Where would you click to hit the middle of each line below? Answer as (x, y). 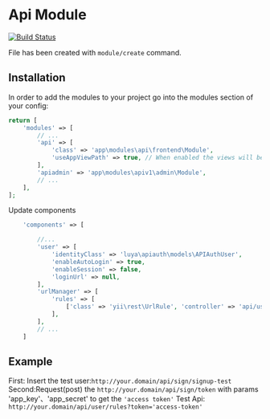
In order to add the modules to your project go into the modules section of (131, 97)
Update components (42, 210)
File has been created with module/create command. (95, 52)
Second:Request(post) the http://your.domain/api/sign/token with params (133, 389)
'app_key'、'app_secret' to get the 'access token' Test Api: (107, 399)
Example (31, 362)
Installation (37, 78)
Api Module (47, 15)
